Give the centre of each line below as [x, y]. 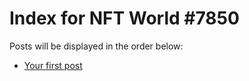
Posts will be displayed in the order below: [96, 46]
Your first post [53, 65]
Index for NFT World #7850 [124, 18]
